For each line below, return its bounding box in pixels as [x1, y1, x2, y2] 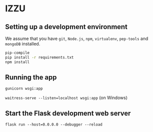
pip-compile [5, 50, 30, 55]
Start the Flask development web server [5, 109, 131, 117]
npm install [5, 60, 30, 65]
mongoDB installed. [5, 41, 40, 47]
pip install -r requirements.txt [5, 55, 74, 60]
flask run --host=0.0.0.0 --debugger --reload [5, 122, 103, 127]
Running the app [5, 73, 57, 82]
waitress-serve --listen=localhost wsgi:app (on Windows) [5, 95, 128, 101]
